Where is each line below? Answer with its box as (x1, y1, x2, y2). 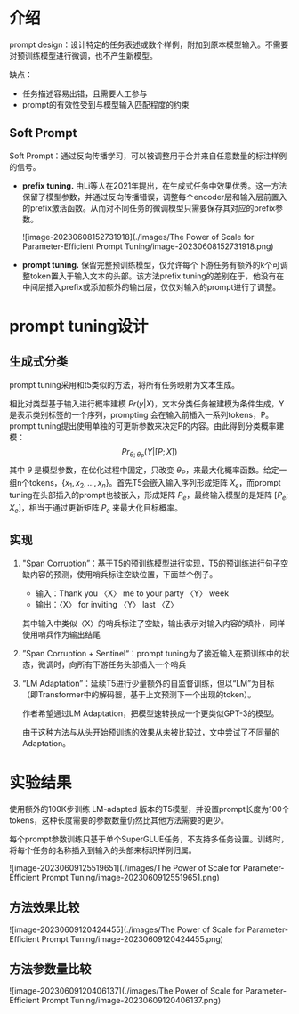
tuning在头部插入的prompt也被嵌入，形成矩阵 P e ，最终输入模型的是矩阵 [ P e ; (9, 490, 289, 503)
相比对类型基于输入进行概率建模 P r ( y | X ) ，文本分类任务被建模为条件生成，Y (9, 398, 285, 409)
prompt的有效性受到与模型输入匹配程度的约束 (21, 99, 190, 109)
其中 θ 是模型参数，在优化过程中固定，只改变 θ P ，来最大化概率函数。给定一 (9, 464, 287, 477)
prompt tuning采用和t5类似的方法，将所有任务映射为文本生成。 (9, 379, 240, 390)
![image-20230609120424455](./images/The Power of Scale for (9, 924, 246, 935)
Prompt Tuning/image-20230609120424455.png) (41, 933, 224, 944)
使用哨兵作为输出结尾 (21, 629, 101, 640)
